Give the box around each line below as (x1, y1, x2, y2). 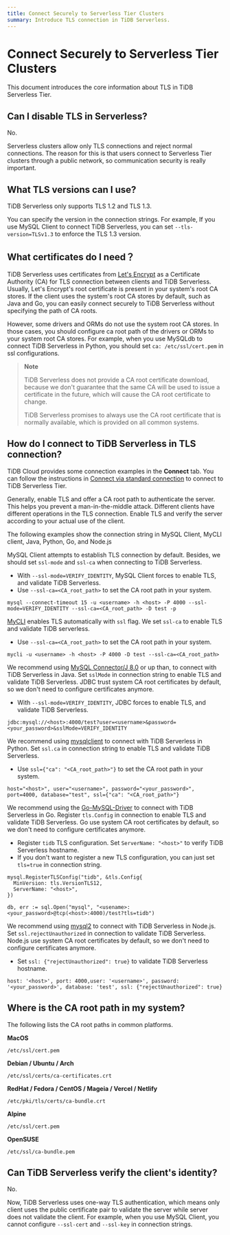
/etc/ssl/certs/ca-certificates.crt (7, 1072, 112, 1079)
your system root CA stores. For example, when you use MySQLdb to (7, 334, 203, 343)
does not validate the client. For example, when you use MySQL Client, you (7, 1213, 220, 1221)
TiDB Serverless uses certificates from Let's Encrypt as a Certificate (7, 270, 200, 278)
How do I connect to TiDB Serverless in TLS (7, 438, 196, 450)
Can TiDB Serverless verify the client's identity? (7, 1166, 218, 1178)
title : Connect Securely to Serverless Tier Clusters (7, 10, 165, 17)
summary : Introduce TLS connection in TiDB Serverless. (7, 16, 170, 23)
